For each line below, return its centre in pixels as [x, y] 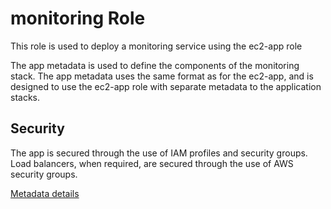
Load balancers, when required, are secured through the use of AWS [152, 163]
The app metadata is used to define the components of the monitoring [155, 65]
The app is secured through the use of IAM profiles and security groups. [159, 153]
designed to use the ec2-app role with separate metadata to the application [166, 86]
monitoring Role [78, 18]
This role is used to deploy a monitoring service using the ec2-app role [156, 46]
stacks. [25, 97]
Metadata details [45, 193]
